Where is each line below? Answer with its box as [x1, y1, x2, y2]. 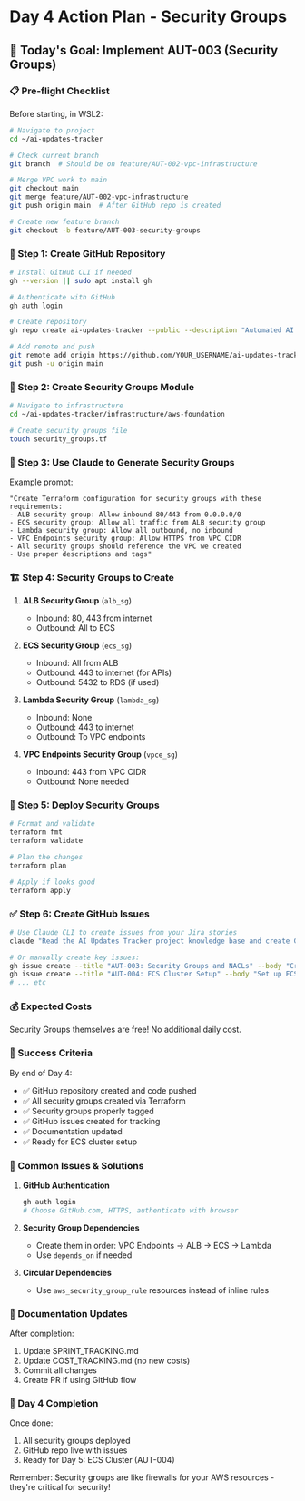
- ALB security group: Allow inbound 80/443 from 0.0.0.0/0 [9, 510, 242, 519]
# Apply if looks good [9, 878, 95, 887]
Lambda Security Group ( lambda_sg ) [22, 694, 160, 705]
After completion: [9, 1328, 74, 1339]
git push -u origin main [9, 358, 103, 368]
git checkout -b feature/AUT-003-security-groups [9, 225, 202, 235]
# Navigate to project [9, 125, 95, 135]
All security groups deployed [22, 1436, 131, 1447]
